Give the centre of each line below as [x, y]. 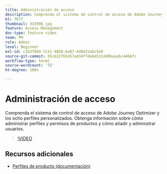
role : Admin [17, 42]
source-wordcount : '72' [30, 65]
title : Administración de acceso [40, 10]
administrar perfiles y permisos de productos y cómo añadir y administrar [81, 123]
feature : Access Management [34, 28]
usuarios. [15, 129]
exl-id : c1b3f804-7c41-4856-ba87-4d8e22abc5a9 [54, 51]
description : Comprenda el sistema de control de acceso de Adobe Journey [84, 14]
